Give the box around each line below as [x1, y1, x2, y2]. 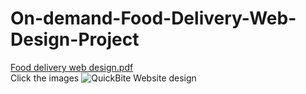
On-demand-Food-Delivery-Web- [10, 7, 297, 30]
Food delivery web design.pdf [10, 61, 134, 73]
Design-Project [10, 28, 140, 51]
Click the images [10, 72, 80, 84]
